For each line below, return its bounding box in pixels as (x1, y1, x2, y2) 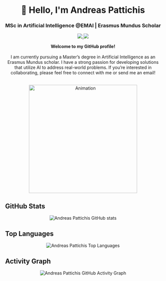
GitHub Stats (5, 202, 45, 210)
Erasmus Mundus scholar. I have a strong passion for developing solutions (7, 59, 159, 65)
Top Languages (5, 230, 54, 238)
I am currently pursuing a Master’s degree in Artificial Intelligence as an (10, 54, 156, 60)
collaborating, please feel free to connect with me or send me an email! (10, 70, 156, 76)
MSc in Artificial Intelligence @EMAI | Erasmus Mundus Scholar (5, 22, 161, 29)
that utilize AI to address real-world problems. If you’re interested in (14, 64, 152, 71)
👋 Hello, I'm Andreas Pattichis (21, 4, 145, 16)
